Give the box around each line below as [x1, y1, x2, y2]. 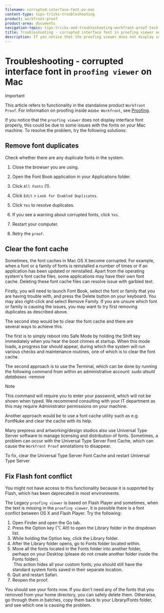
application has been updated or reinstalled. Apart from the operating [5, 268, 145, 274]
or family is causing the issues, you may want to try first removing [5, 304, 138, 309]
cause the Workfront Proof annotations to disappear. [5, 443, 111, 449]
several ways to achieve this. [5, 324, 63, 330]
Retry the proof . [12, 230, 44, 236]
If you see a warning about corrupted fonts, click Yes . [12, 211, 120, 217]
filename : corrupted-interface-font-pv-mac [5, 7, 95, 12]
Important [5, 93, 25, 99]
